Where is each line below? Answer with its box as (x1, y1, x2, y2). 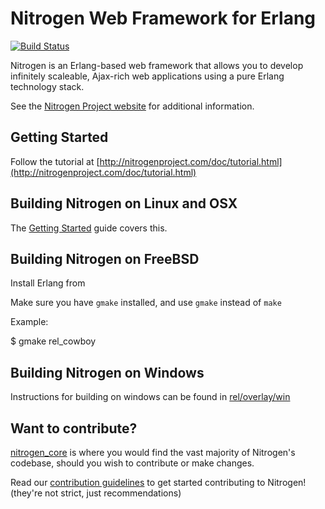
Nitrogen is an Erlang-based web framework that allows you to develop (10, 59, 304, 71)
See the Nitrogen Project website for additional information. (10, 100, 255, 112)
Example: (10, 316, 49, 328)
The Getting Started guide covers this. (10, 222, 168, 234)
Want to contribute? (10, 420, 138, 437)
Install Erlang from (10, 277, 86, 289)
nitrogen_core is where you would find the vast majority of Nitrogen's (10, 447, 296, 458)
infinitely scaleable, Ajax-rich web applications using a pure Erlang (10, 70, 285, 82)
